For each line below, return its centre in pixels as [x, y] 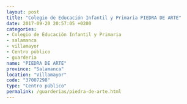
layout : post [23, 12]
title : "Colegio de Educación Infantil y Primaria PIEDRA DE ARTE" [94, 18]
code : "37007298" [28, 80]
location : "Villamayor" [37, 75]
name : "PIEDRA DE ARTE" [37, 63]
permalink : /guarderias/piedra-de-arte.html [64, 92]
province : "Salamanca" [35, 69]
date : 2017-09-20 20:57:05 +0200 [49, 23]
